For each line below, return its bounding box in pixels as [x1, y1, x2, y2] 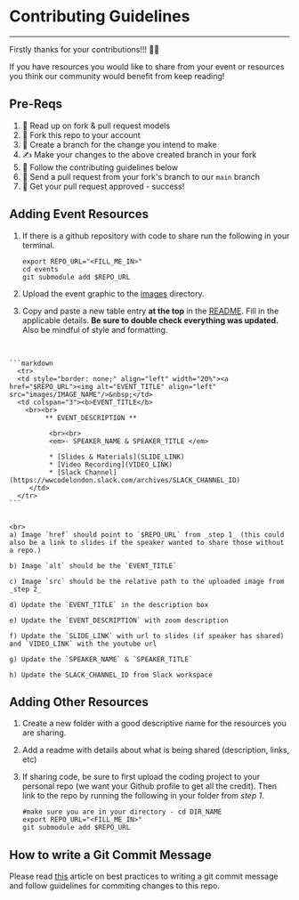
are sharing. [21, 727, 67, 738]
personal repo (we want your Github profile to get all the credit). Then [21, 781, 278, 791]
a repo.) [9, 546, 42, 555]
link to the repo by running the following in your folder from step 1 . [21, 791, 264, 801]
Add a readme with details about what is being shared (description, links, [21, 745, 290, 756]
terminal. [21, 239, 55, 250]
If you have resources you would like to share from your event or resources [9, 61, 285, 72]
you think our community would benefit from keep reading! [9, 70, 225, 81]
